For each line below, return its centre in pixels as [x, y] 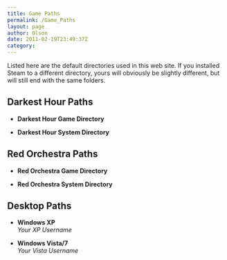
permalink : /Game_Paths [42, 20]
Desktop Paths [39, 206]
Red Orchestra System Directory [65, 184]
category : [21, 46]
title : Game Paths [34, 14]
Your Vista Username [48, 251]
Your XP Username [45, 230]
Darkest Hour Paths [50, 102]
